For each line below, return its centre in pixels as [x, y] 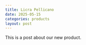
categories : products [27, 19]
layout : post [19, 23]
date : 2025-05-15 [23, 14]
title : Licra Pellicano [30, 10]
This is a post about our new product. [43, 38]
